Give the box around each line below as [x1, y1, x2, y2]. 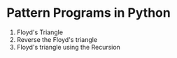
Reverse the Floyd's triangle [16, 35, 98, 43]
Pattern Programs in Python [6, 5, 171, 21]
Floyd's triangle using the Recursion [16, 43, 120, 51]
